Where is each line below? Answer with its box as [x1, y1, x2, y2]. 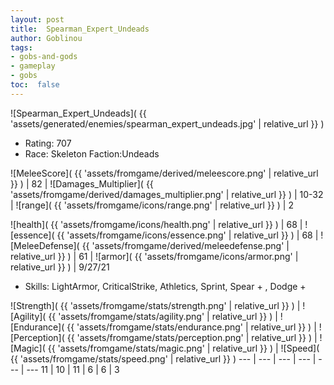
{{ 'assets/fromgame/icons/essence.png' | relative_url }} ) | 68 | [56, 229, 319, 241]
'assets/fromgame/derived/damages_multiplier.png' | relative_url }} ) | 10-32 [10, 188, 324, 200]
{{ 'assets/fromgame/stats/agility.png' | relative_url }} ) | [48, 310, 278, 322]
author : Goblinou [10, 33, 83, 43]
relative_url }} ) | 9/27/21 [10, 261, 110, 273]
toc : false [10, 80, 60, 90]
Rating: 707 [24, 137, 72, 149]
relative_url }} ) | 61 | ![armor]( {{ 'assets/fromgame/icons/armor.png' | [10, 250, 299, 262]
